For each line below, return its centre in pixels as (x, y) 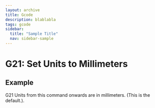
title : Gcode (19, 15)
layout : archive (23, 10)
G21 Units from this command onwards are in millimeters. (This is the (78, 95)
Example (19, 83)
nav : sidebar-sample (32, 39)
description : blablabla (31, 19)
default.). (15, 100)
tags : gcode (18, 24)
